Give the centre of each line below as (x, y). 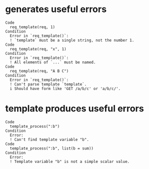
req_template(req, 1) (33, 27)
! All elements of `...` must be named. (53, 62)
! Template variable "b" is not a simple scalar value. (70, 161)
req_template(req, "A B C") (39, 71)
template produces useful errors (74, 109)
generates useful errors (56, 9)
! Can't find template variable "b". (49, 139)
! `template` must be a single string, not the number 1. (72, 40)
